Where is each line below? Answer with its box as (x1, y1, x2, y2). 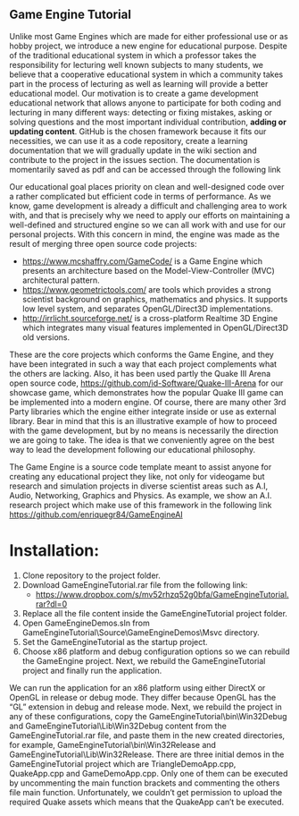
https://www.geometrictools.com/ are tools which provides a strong (21, 284, 271, 294)
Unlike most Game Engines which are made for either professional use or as (9, 30, 288, 41)
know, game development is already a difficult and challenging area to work (9, 200, 287, 211)
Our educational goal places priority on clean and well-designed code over (9, 181, 285, 191)
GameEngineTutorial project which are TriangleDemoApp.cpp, (9, 758, 237, 769)
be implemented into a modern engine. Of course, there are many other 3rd (9, 396, 287, 407)
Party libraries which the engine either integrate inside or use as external (9, 406, 277, 417)
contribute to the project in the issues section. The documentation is (9, 154, 261, 165)
